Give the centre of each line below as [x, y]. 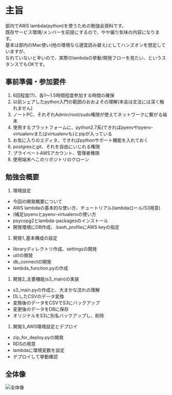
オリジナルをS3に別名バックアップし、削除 [58, 315]
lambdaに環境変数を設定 [39, 350]
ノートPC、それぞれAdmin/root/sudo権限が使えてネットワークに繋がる [88, 114]
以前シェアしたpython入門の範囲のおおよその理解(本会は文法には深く [86, 102]
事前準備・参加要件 [36, 82]
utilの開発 [23, 255]
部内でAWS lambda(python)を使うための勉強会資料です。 [66, 26]
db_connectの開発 [32, 262]
